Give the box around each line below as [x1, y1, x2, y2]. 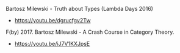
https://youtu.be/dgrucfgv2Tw [14, 17, 91, 23]
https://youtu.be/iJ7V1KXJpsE [14, 40, 90, 47]
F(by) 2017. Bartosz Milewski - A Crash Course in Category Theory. [5, 28, 175, 36]
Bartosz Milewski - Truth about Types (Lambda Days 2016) [5, 5, 154, 12]
